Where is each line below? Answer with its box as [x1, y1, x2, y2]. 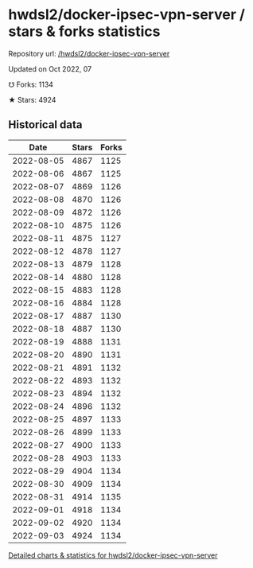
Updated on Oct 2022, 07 [8, 64, 92, 73]
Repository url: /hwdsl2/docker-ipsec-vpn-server [8, 49, 170, 58]
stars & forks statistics [8, 22, 161, 41]
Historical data [8, 118, 83, 132]
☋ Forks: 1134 [8, 80, 54, 89]
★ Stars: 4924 [8, 95, 56, 104]
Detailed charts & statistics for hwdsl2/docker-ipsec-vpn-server [8, 550, 218, 560]
